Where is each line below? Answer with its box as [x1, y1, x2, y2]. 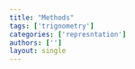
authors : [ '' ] [9, 38, 63, 47]
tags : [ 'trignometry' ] [9, 22, 94, 30]
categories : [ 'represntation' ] [9, 30, 127, 39]
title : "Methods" [9, 13, 75, 22]
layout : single [9, 47, 67, 56]
